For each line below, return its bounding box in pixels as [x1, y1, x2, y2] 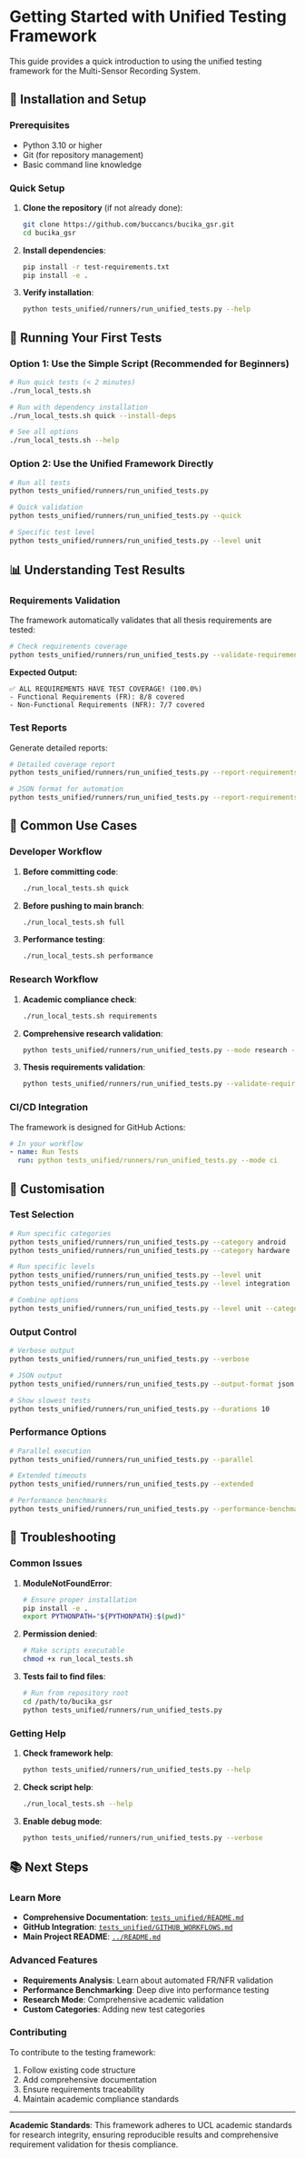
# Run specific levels [9, 1262, 95, 1271]
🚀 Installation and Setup [9, 92, 147, 107]
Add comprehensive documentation [22, 2074, 157, 2084]
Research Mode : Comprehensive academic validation [22, 1994, 224, 2005]
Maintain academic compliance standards [22, 2093, 180, 2104]
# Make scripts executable [22, 1647, 125, 1656]
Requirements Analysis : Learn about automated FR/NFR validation [22, 1975, 274, 1985]
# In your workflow [9, 1139, 84, 1149]
